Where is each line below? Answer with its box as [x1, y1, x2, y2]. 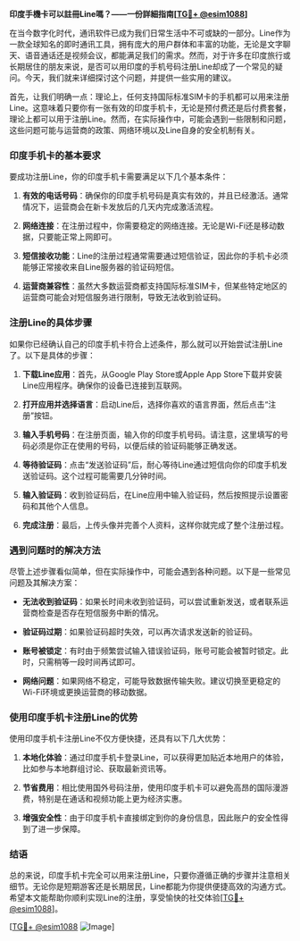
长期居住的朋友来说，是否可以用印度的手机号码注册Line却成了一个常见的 [9, 62, 275, 71]
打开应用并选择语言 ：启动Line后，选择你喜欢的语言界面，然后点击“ [21, 399, 269, 409]
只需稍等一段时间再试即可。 [37, 656, 140, 667]
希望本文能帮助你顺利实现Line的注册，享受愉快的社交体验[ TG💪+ [9, 893, 245, 903]
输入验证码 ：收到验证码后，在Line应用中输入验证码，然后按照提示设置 [21, 489, 281, 500]
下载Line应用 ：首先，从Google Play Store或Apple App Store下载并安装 [21, 368, 283, 379]
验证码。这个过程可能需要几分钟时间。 [29, 470, 171, 481]
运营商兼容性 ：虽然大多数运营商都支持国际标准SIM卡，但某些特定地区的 [21, 281, 287, 291]
